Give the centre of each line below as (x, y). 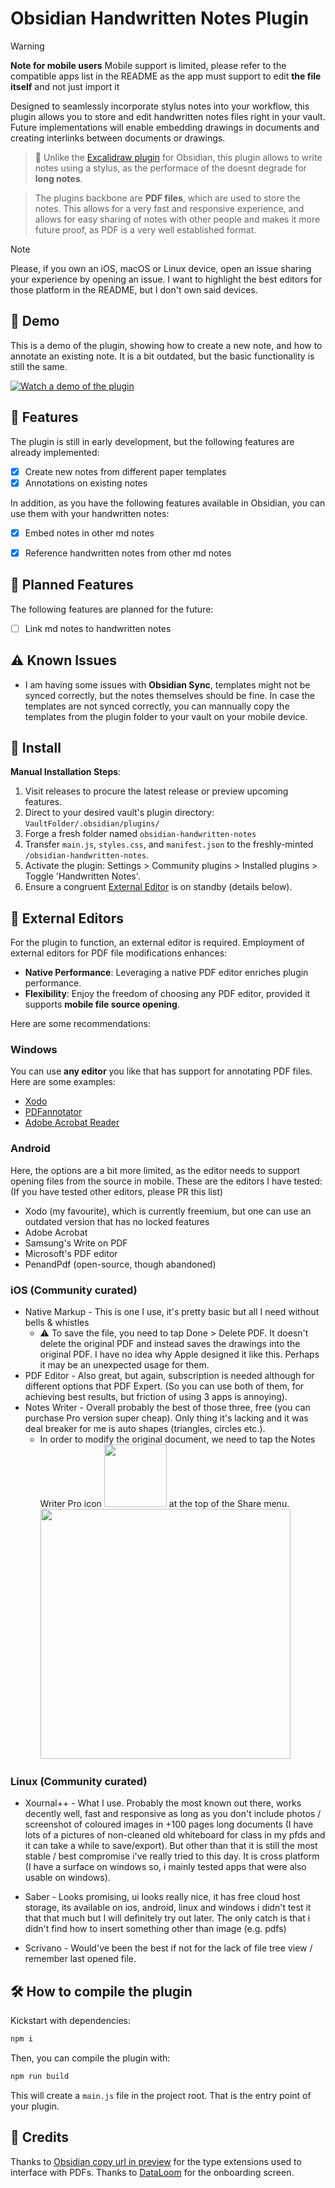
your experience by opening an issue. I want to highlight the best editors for (166, 279)
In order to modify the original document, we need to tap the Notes (177, 1439)
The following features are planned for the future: (112, 609)
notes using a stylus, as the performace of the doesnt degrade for (170, 168)
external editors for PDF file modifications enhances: (119, 953)
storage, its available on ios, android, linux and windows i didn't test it (168, 1908)
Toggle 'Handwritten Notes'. (82, 876)
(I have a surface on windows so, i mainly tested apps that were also (165, 1867)
